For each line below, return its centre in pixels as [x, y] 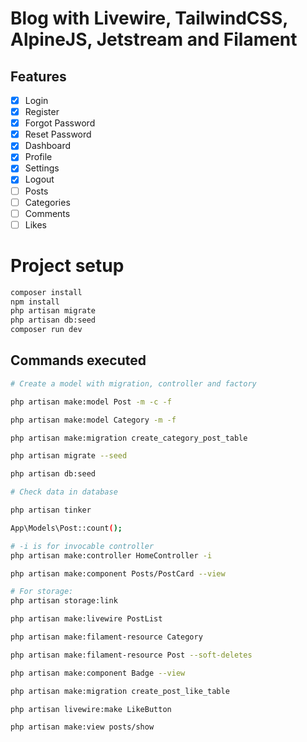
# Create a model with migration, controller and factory [133, 383]
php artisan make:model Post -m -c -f [91, 402]
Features [38, 76]
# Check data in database [64, 492]
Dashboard [47, 146]
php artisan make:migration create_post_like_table [120, 691]
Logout [39, 179]
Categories [47, 202]
